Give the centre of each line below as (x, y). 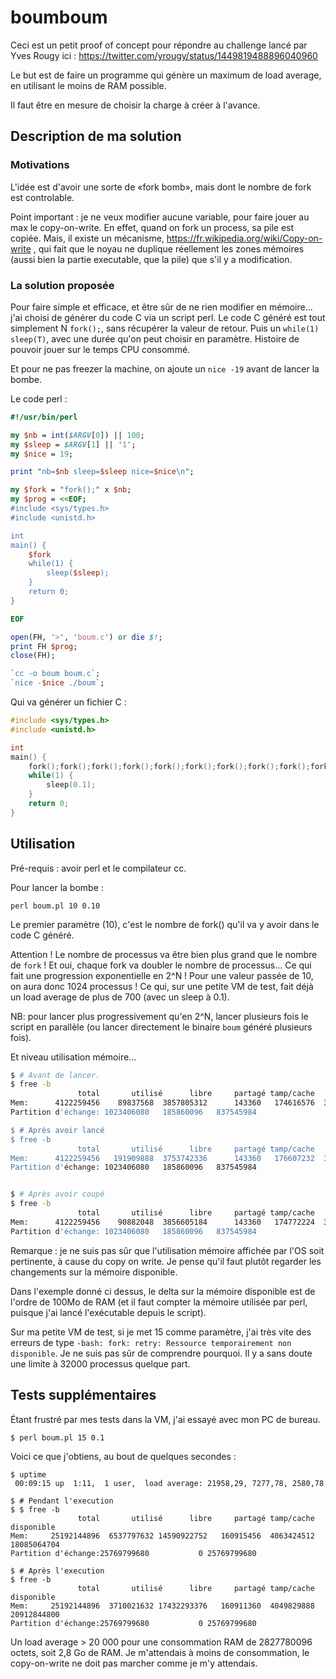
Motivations (40, 165)
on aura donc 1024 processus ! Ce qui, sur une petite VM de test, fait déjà (162, 986)
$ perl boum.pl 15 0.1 (57, 1437)
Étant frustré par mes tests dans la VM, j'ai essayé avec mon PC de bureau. (165, 1419)
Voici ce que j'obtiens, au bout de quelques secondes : (123, 1456)
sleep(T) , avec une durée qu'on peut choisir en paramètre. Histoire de (155, 338)
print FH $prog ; (44, 646)
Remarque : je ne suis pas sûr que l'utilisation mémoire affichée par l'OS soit (167, 1250)
